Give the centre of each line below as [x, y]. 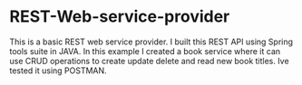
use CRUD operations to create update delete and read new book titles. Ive [149, 61]
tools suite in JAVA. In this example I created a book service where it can [145, 51]
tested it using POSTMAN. [58, 71]
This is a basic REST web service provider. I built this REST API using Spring [151, 42]
